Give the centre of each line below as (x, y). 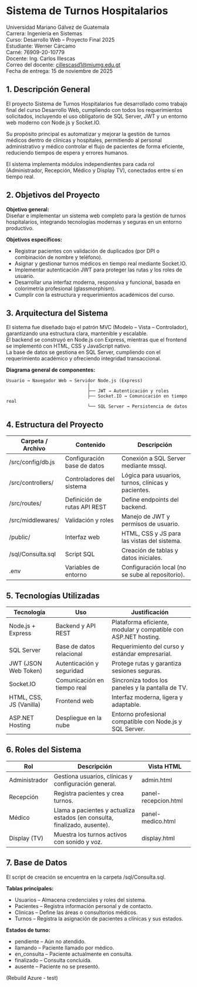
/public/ (20, 537)
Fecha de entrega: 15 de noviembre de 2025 (60, 71)
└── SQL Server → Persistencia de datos (137, 407)
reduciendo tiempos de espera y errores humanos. (67, 153)
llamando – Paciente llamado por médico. (64, 948)
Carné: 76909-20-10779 (35, 52)
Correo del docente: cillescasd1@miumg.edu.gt (63, 64)
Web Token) (26, 671)
